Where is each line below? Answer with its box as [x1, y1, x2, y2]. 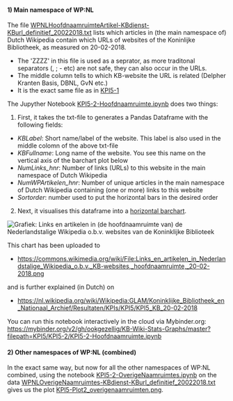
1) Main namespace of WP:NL [7, 6, 94, 14]
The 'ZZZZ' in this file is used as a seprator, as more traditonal [17, 56, 195, 65]
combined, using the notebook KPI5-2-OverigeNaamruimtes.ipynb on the [7, 371, 217, 379]
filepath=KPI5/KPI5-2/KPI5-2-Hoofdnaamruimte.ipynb [7, 332, 162, 340]
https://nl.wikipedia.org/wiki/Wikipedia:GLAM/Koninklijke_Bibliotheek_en [17, 297, 225, 305]
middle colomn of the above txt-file [17, 141, 118, 150]
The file [7, 21, 29, 29]
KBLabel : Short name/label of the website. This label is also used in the [17, 134, 221, 143]
